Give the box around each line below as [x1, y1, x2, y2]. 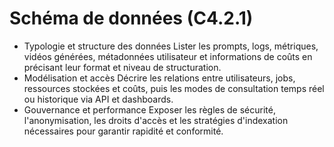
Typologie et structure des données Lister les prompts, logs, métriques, [23, 40, 319, 52]
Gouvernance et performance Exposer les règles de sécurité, [23, 103, 276, 116]
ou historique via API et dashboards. [23, 93, 174, 105]
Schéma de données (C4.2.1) [9, 7, 254, 30]
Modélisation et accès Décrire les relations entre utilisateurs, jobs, [23, 72, 296, 84]
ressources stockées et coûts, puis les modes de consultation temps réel [23, 82, 325, 94]
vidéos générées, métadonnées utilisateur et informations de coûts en [23, 50, 313, 62]
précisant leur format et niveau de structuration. [23, 61, 222, 73]
